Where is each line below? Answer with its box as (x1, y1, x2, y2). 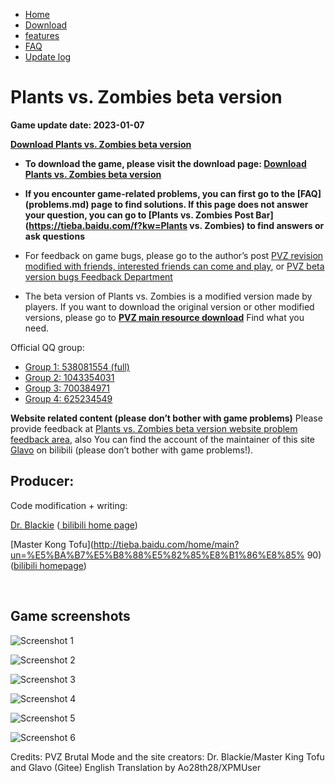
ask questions (24, 230, 85, 242)
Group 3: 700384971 (24, 382, 110, 394)
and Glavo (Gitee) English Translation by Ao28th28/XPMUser (10, 761, 262, 773)
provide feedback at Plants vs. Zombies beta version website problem (10, 422, 298, 434)
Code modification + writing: (10, 499, 128, 511)
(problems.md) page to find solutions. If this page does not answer (24, 198, 309, 210)
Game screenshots (10, 608, 131, 625)
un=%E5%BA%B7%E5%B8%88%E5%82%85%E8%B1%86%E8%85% (10, 549, 305, 561)
